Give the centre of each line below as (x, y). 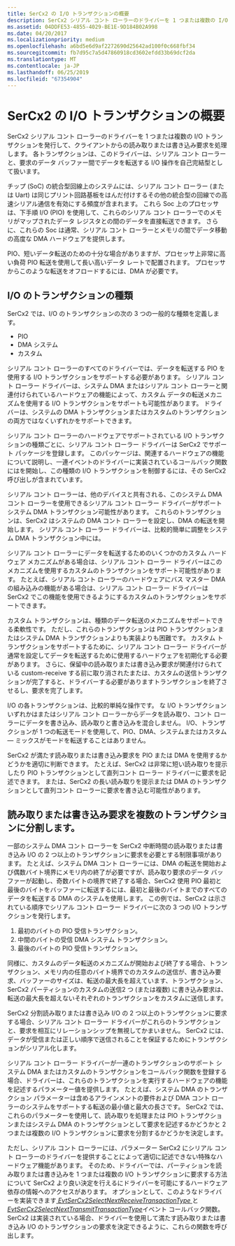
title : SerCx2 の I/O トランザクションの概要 (68, 14)
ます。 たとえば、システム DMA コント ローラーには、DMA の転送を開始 (111, 863)
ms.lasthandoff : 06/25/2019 (48, 72)
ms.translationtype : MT (42, 60)
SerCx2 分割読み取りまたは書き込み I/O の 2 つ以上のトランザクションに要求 (117, 1013)
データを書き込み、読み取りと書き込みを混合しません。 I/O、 (113, 723)
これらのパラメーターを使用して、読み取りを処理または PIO (93, 1115)
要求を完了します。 (59, 691)
